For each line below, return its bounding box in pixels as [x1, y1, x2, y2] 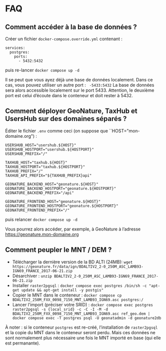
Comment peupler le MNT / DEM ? [5, 246, 112, 254]
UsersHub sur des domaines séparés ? [5, 115, 127, 123]
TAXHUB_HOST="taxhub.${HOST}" [5, 160, 68, 165]
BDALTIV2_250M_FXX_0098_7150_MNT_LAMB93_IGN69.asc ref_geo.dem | [12, 311, 150, 316]
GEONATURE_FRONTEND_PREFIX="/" [5, 208, 70, 213]
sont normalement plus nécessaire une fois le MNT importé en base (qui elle [5, 335, 161, 341]
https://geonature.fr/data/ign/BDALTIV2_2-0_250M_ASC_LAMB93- [12, 264, 144, 269]
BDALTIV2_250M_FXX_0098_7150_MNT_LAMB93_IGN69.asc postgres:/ [12, 297, 144, 302]
